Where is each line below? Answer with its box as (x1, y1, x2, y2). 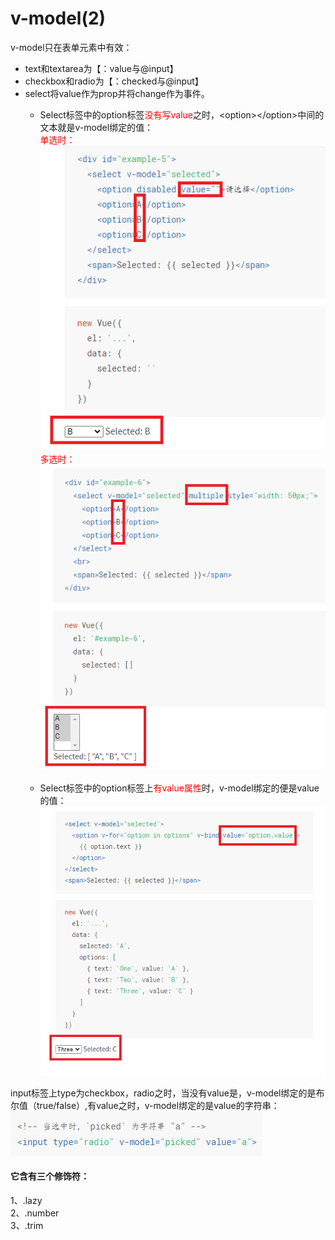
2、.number (10, 1207, 60, 1219)
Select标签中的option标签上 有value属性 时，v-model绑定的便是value (39, 782, 320, 794)
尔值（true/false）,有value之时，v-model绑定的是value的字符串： (10, 1099, 280, 1111)
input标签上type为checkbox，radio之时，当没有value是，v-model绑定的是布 (10, 1087, 325, 1099)
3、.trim (10, 1220, 44, 1232)
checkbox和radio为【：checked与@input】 (24, 75, 204, 87)
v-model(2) (10, 7, 107, 30)
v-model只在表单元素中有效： (10, 41, 133, 53)
